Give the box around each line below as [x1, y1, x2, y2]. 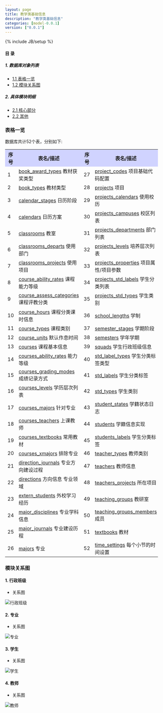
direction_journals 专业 [18, 459, 71, 466]
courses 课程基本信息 [18, 343, 68, 350]
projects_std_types [95, 292, 138, 299]
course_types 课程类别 [18, 325, 70, 332]
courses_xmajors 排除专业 [18, 450, 79, 456]
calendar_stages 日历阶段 [18, 197, 77, 204]
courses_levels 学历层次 [18, 384, 74, 391]
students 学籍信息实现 [95, 420, 146, 427]
